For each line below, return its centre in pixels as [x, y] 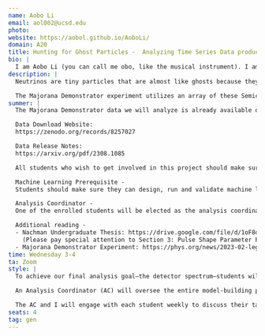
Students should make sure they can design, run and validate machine [134, 189]
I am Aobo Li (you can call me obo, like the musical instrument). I [132, 67]
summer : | [24, 103]
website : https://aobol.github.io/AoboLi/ [79, 37]
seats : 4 [22, 312]
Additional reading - [51, 226]
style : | [22, 269]
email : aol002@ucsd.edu [47, 23]
